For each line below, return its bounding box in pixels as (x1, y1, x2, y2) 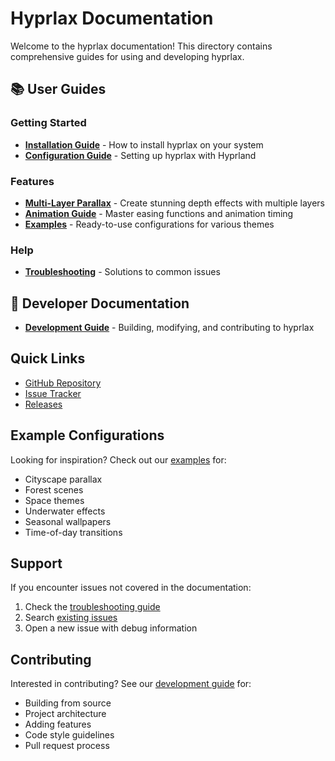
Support (10, 555, 63, 572)
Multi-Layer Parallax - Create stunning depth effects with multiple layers (24, 197, 325, 209)
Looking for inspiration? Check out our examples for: (10, 453, 227, 466)
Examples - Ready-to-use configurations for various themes (24, 218, 275, 230)
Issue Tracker (24, 387, 82, 399)
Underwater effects (24, 505, 106, 517)
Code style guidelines (24, 729, 115, 741)
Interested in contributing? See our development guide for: (10, 678, 252, 690)
